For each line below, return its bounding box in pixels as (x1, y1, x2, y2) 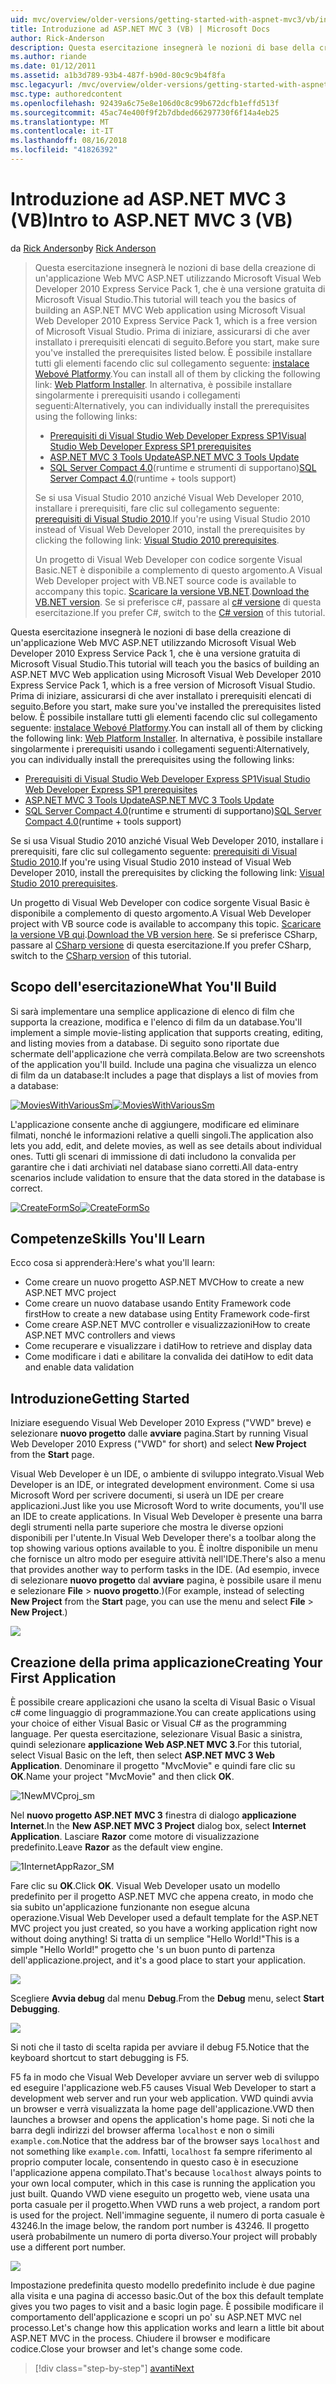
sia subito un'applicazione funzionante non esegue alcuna (10, 1901, 250, 1913)
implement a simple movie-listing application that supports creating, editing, (10, 1026, 324, 1038)
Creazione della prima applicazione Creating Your (10, 1654, 323, 1671)
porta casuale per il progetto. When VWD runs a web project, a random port (10, 2199, 321, 2211)
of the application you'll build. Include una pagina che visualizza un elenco (10, 1058, 317, 1070)
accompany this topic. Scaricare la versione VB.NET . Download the (34, 585, 310, 597)
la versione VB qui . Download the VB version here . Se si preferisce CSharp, (10, 928, 318, 940)
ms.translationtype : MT (10, 117, 110, 127)
